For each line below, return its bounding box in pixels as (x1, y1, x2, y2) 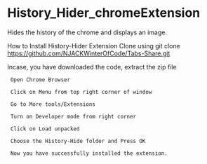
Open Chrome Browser (10, 76, 71, 83)
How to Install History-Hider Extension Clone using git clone (7, 41, 180, 50)
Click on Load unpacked (10, 125, 80, 132)
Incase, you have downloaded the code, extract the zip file (7, 62, 177, 71)
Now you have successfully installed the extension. (10, 149, 168, 157)
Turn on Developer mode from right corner (10, 113, 137, 120)
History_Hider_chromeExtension (7, 5, 201, 21)
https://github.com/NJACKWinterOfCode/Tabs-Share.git (7, 49, 171, 57)
